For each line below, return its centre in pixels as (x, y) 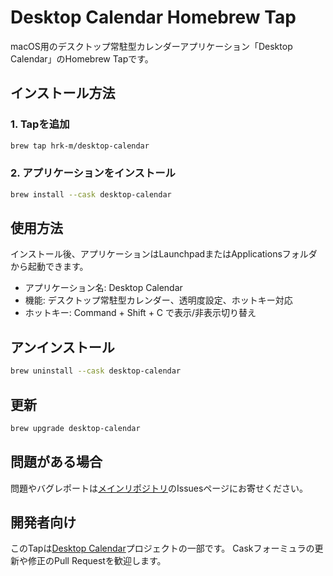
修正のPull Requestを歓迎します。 (97, 561)
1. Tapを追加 (40, 124)
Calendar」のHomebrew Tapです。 (82, 58)
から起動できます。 (49, 267)
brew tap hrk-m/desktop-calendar (80, 146)
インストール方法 (63, 93)
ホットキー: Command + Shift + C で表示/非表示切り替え (140, 313)
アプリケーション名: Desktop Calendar (103, 288)
